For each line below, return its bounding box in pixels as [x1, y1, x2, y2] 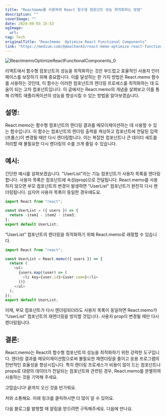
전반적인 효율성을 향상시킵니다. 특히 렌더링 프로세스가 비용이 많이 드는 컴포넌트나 [5, 362, 161, 368]
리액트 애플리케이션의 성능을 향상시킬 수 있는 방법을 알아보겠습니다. [10, 92, 140, 98]
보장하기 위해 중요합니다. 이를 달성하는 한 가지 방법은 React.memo [22, 74, 151, 80]
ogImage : [5, 26, 23, 31]
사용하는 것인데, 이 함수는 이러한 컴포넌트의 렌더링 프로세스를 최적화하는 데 [10, 80, 154, 86]
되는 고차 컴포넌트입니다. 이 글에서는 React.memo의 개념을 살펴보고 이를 [14, 86, 155, 92]
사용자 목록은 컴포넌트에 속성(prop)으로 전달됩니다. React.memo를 [19, 177, 149, 183]
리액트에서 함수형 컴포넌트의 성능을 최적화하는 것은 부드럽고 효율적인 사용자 [5, 68, 151, 74]
